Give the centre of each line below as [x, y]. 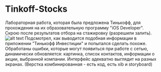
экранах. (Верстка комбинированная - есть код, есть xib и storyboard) [79, 64]
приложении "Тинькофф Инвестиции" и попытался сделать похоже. [76, 43]
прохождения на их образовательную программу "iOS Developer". [74, 27]
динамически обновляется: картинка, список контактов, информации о [80, 54]
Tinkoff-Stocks [36, 9]
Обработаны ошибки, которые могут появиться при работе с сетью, [77, 48]
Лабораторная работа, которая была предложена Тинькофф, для [73, 23]
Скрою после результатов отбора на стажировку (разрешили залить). [79, 33]
